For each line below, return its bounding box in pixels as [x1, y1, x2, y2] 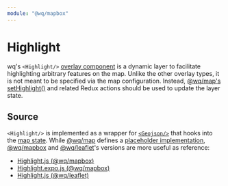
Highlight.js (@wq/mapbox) [16, 157, 94, 165]
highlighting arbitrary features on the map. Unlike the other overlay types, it [7, 69, 220, 77]
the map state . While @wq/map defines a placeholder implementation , [7, 136, 205, 144]
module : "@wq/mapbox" [7, 10, 69, 17]
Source [7, 111, 39, 122]
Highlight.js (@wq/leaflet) [16, 172, 89, 180]
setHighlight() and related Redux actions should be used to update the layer [7, 83, 220, 92]
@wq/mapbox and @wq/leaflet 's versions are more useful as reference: [7, 144, 210, 152]
